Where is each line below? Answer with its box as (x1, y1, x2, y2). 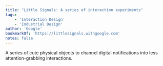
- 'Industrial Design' (14, 21, 63, 27)
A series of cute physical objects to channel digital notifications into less (5, 49, 158, 56)
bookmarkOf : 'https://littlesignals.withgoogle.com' (5, 31, 120, 36)
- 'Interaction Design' (14, 17, 66, 22)
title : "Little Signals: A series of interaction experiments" (5, 7, 144, 13)
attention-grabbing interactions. (5, 55, 73, 61)
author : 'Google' (5, 26, 43, 31)
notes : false (5, 36, 33, 41)
